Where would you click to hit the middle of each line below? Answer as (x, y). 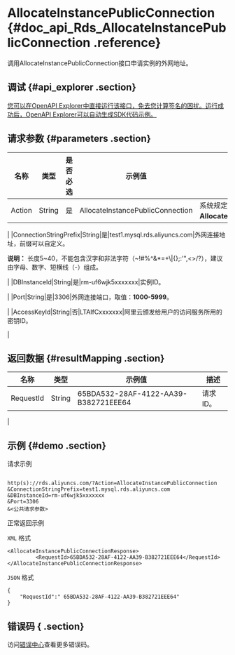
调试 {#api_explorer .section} (72, 87)
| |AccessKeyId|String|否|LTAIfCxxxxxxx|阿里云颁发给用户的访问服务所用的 (115, 312)
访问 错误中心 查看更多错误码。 (50, 644)
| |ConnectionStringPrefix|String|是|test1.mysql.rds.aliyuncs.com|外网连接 (113, 234)
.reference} (127, 43)
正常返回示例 (26, 523)
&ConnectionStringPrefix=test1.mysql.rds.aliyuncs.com (89, 489)
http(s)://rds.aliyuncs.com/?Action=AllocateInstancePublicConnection (112, 483)
